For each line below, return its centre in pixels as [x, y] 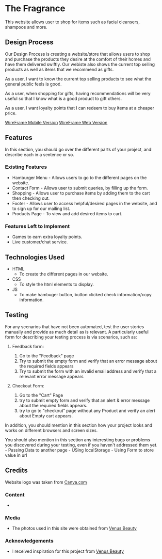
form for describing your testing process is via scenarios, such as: [71, 337]
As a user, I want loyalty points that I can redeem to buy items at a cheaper [80, 108]
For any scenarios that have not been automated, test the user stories [74, 327]
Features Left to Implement [38, 226]
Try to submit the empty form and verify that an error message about [88, 361]
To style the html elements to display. [57, 284]
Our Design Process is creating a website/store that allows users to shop [78, 54]
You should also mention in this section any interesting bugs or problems [78, 440]
